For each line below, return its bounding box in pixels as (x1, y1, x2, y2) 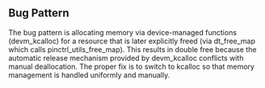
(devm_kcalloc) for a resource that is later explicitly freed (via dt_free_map (8, 36, 256, 46)
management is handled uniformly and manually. (8, 70, 170, 79)
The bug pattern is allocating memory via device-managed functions (8, 27, 237, 37)
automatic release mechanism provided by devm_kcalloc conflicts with (8, 53, 244, 62)
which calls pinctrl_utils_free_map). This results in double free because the (8, 44, 257, 54)
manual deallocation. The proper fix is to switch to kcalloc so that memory (8, 62, 254, 71)
